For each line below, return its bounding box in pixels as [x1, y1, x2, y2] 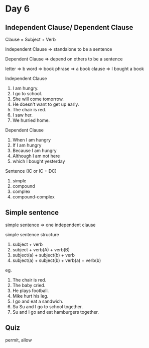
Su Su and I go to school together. [12, 303, 83, 310]
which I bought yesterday [12, 158, 65, 164]
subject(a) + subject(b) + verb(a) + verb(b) [12, 257, 101, 263]
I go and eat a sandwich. [12, 298, 64, 304]
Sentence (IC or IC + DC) [5, 168, 57, 174]
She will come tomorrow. [12, 96, 64, 102]
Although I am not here [12, 153, 60, 159]
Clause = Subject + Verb [5, 36, 56, 42]
